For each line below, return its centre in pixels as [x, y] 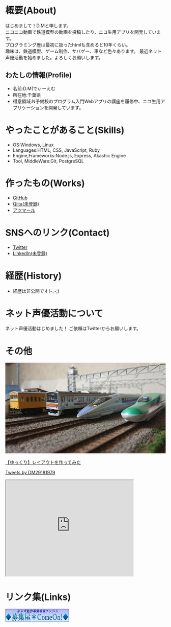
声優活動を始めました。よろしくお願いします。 [54, 57]
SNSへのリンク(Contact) [58, 233]
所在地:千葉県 [27, 95]
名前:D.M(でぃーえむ [34, 88]
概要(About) [31, 10]
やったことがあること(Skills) [65, 130]
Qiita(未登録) [26, 204]
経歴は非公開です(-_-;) [36, 291]
